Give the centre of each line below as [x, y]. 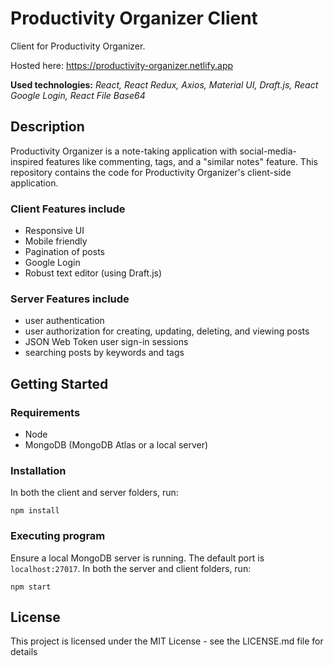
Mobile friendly [56, 241]
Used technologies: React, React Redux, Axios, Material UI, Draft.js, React [164, 84]
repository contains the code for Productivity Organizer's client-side [151, 172]
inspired [27, 161]
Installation [38, 470]
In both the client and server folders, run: [94, 493]
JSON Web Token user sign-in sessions [106, 342]
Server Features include [70, 299]
